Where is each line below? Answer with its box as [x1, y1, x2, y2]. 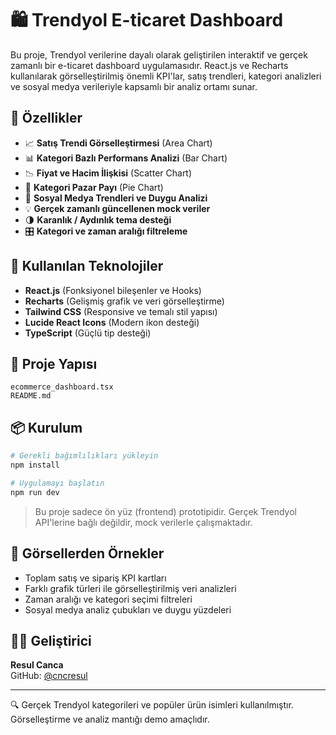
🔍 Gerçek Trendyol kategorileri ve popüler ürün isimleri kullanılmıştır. [10, 699, 294, 711]
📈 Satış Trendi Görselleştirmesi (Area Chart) [24, 137, 213, 149]
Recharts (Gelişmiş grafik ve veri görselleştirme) [24, 295, 225, 307]
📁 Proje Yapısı [10, 355, 98, 372]
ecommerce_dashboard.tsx [10, 382, 114, 392]
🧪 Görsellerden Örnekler [10, 545, 165, 562]
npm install [10, 460, 60, 471]
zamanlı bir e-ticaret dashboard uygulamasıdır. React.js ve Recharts [10, 59, 289, 71]
